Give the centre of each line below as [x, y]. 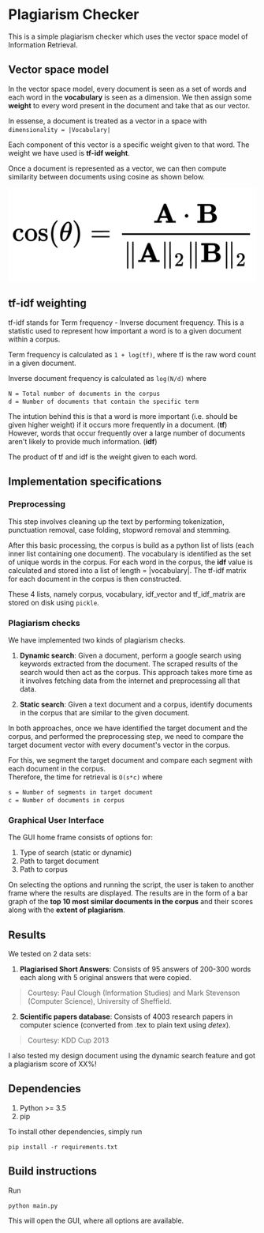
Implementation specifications [85, 482]
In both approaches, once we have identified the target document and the [128, 728]
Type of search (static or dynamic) [76, 853]
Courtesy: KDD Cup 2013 [68, 1040]
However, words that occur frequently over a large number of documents [127, 433]
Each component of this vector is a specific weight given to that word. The [129, 145]
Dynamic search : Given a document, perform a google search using [130, 655]
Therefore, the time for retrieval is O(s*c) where [86, 777]
